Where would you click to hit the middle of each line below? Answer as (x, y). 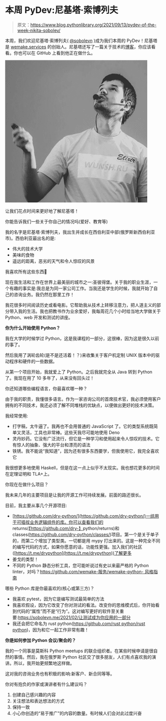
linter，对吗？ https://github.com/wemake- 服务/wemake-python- (78, 572)
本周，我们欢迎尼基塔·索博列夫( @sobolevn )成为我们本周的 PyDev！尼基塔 (81, 41)
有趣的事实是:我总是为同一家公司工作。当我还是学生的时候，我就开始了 (82, 288)
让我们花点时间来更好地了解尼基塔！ (42, 211)
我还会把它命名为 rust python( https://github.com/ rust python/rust (79, 624)
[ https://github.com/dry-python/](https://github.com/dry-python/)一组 (83, 516)
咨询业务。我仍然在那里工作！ (44, 294)
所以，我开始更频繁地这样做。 (44, 663)
